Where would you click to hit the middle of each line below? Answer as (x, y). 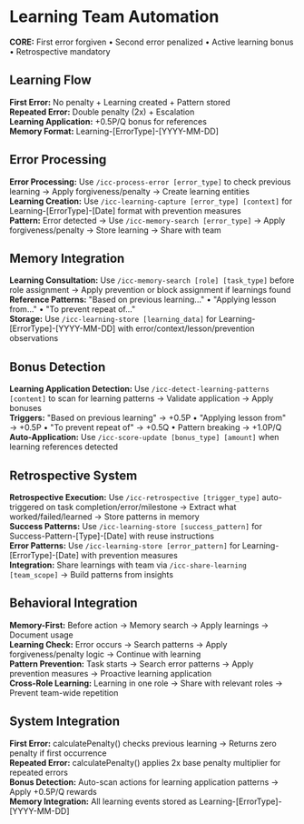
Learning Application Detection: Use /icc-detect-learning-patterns (139, 389)
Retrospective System (74, 475)
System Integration (65, 722)
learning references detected (64, 447)
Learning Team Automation (114, 17)
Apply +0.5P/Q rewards (53, 791)
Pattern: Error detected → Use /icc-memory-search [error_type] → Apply (147, 220)
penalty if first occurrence (58, 753)
